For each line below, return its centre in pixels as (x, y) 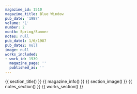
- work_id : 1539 (21, 59)
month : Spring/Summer (27, 32)
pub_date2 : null (21, 45)
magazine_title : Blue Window (34, 14)
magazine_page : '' (28, 63)
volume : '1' (17, 23)
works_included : (21, 54)
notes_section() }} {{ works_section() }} (44, 87)
